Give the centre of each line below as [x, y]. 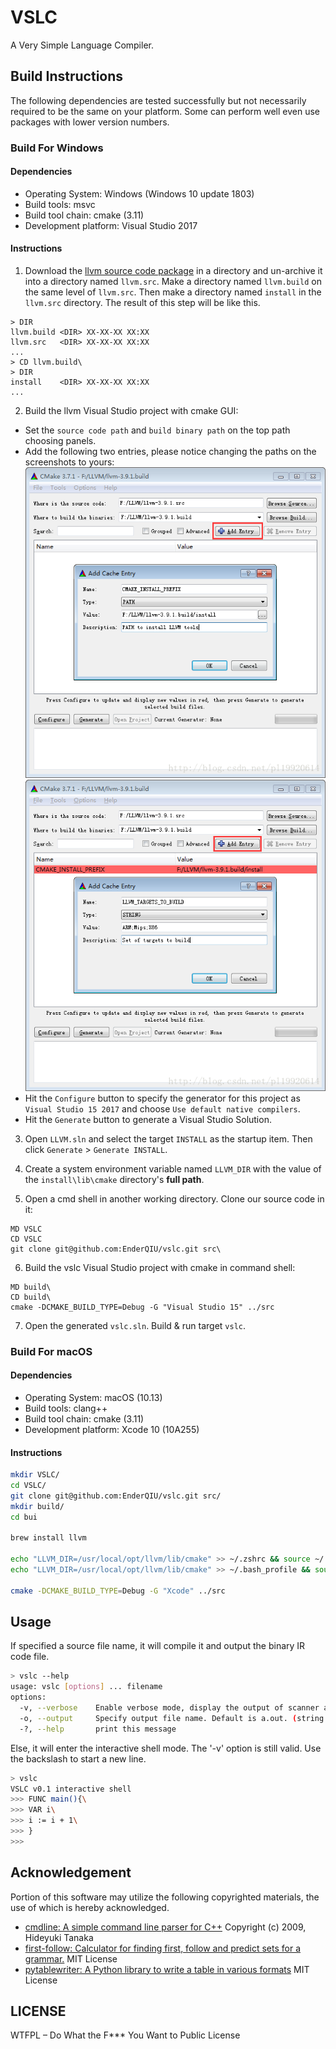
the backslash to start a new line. [78, 1758]
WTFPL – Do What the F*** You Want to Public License [125, 2035]
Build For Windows [57, 148]
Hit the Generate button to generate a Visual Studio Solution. [148, 1119]
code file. [30, 1657]
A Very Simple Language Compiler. [82, 45]
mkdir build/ [37, 1506]
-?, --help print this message [98, 1729]
